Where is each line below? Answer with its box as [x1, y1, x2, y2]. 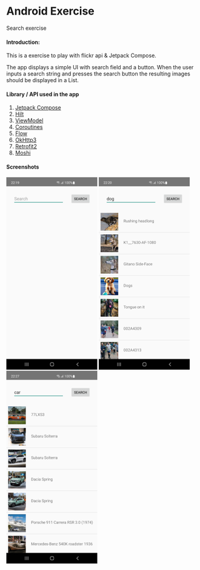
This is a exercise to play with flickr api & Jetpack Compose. [6, 52, 156, 59]
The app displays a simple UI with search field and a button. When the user [6, 64, 194, 71]
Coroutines [15, 123, 43, 131]
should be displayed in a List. [6, 77, 79, 84]
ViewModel [15, 117, 44, 124]
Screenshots [6, 163, 39, 170]
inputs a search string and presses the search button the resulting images [6, 70, 191, 77]
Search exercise [6, 24, 47, 32]
